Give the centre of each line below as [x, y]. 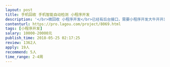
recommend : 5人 [21, 52]
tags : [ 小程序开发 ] [24, 29]
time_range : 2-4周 [24, 57]
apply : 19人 [17, 47]
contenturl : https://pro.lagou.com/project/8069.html [63, 24]
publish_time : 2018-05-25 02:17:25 [43, 38]
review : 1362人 [21, 43]
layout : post [19, 10]
